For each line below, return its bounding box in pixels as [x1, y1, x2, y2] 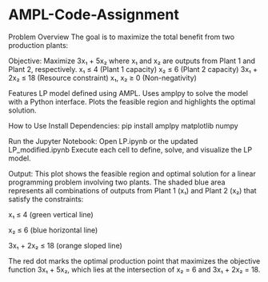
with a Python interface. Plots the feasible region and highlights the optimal [8, 97, 256, 106]
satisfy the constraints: [8, 194, 84, 204]
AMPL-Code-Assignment [8, 6, 180, 24]
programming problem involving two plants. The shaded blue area [8, 177, 226, 187]
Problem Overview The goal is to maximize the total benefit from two [8, 32, 234, 42]
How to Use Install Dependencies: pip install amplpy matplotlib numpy [8, 121, 238, 130]
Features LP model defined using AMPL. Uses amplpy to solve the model [8, 88, 248, 97]
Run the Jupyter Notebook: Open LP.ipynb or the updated [8, 136, 198, 145]
